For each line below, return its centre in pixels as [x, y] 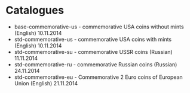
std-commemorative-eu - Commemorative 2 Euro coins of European [98, 77]
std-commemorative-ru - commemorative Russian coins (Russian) [96, 64]
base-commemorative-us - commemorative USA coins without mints [99, 27]
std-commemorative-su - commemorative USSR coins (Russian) [93, 52]
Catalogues [35, 10]
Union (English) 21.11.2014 [46, 83]
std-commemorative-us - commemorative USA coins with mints [93, 39]
